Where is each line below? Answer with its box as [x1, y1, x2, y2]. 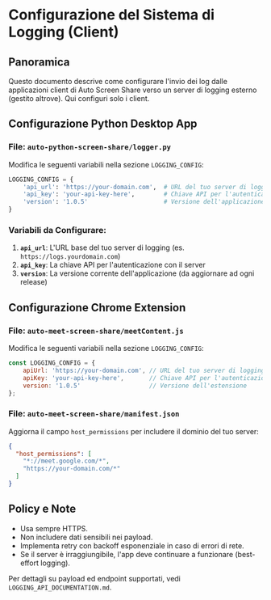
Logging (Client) [8, 23, 119, 41]
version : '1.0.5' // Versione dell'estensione [23, 382, 248, 390]
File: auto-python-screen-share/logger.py [8, 142, 172, 153]
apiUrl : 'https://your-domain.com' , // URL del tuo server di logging [23, 366, 265, 374]
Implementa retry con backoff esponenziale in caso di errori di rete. [19, 540, 244, 551]
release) [19, 277, 48, 287]
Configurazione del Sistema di [8, 6, 215, 24]
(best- [235, 549, 256, 559]
